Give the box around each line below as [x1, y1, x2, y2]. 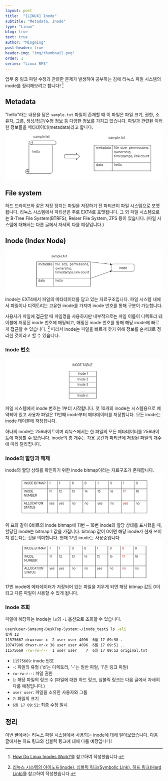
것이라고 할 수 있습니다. [14, 332, 60, 338]
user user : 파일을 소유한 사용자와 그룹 [12, 689, 87, 695]
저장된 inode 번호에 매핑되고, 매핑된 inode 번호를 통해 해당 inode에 [18, 320, 150, 326]
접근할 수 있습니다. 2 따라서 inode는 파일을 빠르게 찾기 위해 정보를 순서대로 [10, 325, 156, 332]
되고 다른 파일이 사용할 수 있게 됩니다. [5, 590, 78, 596]
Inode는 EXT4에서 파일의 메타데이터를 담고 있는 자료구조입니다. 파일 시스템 [5, 297, 151, 303]
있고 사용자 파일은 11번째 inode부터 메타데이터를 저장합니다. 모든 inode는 [18, 411, 161, 417]
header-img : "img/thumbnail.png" [5, 50, 75, 55]
